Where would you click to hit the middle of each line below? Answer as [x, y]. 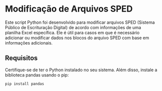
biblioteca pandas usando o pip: [37, 75]
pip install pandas [25, 84]
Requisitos [21, 58]
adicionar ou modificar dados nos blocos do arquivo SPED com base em [77, 38]
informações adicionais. [29, 43]
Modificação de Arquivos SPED [69, 9]
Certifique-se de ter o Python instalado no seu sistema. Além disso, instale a [81, 70]
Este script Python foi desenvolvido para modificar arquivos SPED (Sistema [80, 22]
